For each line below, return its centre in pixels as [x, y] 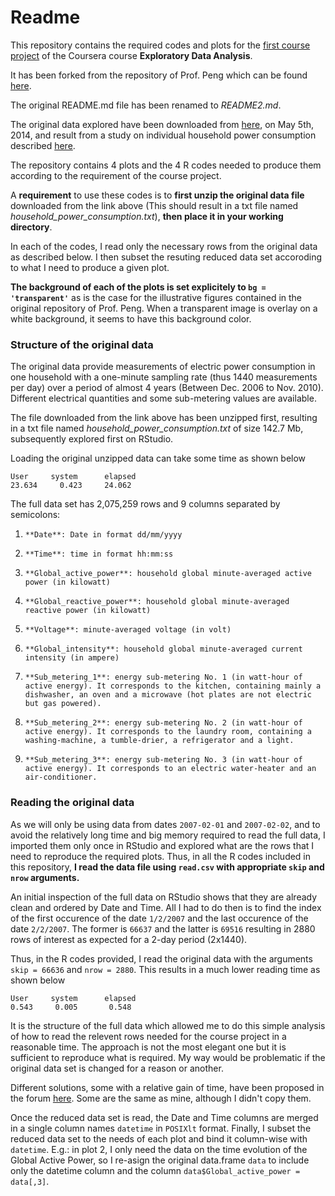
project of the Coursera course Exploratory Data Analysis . [131, 55]
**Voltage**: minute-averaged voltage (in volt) [128, 630]
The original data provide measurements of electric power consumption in [163, 367]
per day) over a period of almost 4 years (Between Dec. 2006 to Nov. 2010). [167, 388]
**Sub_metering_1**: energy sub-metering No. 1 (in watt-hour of [163, 677]
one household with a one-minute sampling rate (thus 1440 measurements [164, 377]
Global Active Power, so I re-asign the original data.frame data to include [160, 1160]
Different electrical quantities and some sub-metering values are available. [163, 398]
